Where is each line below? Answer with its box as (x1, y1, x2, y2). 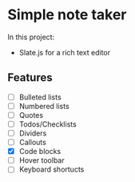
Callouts (18, 138, 47, 148)
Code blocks (18, 147, 62, 156)
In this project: (7, 32, 55, 42)
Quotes (18, 110, 44, 119)
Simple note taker (7, 6, 127, 24)
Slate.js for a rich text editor (18, 47, 111, 57)
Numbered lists (18, 101, 69, 111)
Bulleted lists (18, 92, 62, 102)
